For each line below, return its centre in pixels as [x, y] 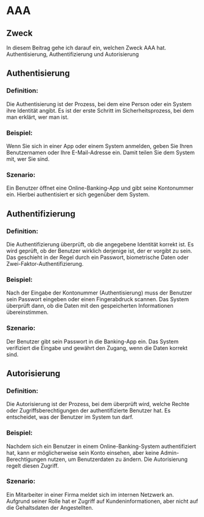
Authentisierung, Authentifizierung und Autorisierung [72, 54]
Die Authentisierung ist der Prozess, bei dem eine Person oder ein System [99, 104]
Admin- [170, 452]
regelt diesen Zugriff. [33, 465]
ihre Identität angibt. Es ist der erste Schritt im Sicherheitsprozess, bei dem [100, 110]
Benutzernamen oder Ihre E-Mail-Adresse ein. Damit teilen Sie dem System [100, 152]
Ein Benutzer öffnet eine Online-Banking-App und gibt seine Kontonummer [100, 188]
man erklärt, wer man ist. [37, 117]
